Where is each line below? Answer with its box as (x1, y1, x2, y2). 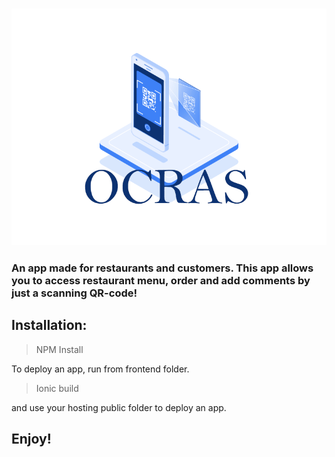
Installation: (11, 317, 88, 334)
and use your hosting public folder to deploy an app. (11, 401, 227, 413)
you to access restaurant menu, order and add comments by (11, 273, 311, 287)
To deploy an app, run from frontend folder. (11, 363, 190, 375)
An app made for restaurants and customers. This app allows (11, 261, 314, 275)
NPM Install (35, 343, 84, 355)
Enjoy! (11, 431, 52, 448)
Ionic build (35, 382, 79, 394)
